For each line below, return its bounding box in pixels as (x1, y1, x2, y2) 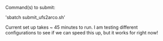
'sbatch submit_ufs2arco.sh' (5, 14, 65, 20)
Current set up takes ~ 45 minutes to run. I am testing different (5, 24, 138, 30)
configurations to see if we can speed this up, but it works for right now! (5, 30, 158, 35)
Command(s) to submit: (5, 5, 56, 10)
